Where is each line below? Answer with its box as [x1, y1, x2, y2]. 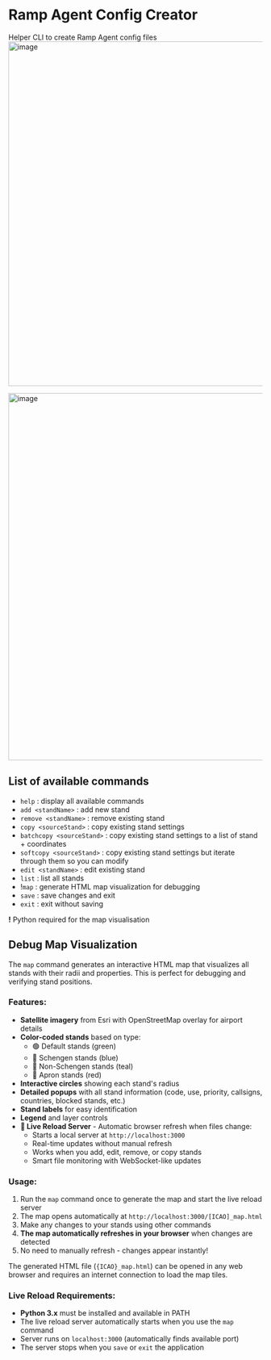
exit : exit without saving [19, 898, 103, 909]
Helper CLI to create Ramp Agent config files [8, 32, 157, 42]
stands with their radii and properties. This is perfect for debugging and [8, 968, 246, 977]
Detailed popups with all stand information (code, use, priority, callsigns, [19, 1087, 263, 1097]
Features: [8, 997, 47, 1008]
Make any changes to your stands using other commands [19, 1220, 211, 1230]
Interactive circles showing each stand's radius [19, 1078, 180, 1088]
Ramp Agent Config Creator [8, 6, 198, 24]
